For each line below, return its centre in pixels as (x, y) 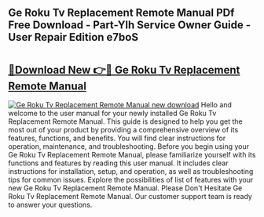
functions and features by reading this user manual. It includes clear (118, 163)
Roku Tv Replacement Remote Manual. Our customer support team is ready (130, 196)
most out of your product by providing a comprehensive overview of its (123, 130)
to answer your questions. (50, 204)
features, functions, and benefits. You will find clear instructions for (117, 138)
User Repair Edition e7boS (73, 37)
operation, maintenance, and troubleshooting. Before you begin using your (129, 146)
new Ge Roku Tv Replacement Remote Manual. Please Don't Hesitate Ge (125, 188)
